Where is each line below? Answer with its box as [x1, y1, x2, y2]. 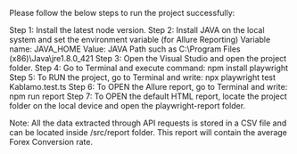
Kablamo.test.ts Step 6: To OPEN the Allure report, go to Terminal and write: [9, 82, 288, 92]
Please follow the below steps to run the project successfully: [9, 8, 235, 18]
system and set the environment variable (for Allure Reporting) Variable [9, 35, 271, 45]
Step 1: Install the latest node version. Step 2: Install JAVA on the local [9, 25, 265, 35]
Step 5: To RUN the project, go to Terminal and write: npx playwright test [9, 72, 276, 83]
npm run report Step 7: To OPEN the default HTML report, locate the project [9, 91, 287, 101]
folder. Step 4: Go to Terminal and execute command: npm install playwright [9, 62, 288, 73]
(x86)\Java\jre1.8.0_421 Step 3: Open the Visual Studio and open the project [9, 53, 287, 63]
